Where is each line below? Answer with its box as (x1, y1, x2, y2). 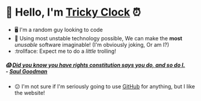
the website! (14, 89, 46, 96)
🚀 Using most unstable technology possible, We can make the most (14, 34, 183, 41)
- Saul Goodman (5, 67, 48, 75)
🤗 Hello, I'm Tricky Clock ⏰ (5, 5, 141, 19)
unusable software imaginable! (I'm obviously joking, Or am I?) (14, 41, 170, 48)
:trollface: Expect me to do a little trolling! (14, 47, 117, 55)
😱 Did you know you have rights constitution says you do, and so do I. (5, 61, 185, 69)
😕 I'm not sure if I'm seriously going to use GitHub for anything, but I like (14, 82, 195, 90)
